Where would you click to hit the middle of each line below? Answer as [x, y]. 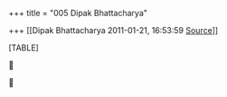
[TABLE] [24, 48]
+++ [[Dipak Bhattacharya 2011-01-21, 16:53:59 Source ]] [113, 30]
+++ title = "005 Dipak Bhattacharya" [78, 13]
